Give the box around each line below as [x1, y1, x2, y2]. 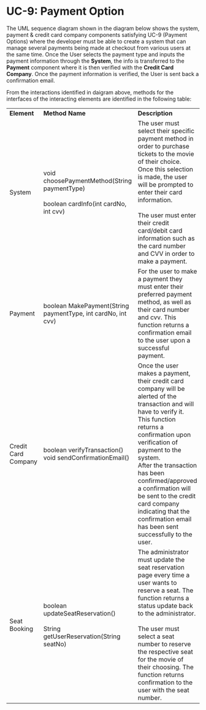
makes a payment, [137, 369, 191, 377]
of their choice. [137, 157, 181, 166]
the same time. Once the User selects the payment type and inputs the [6, 50, 185, 58]
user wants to [137, 578, 177, 587]
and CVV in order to [137, 249, 195, 258]
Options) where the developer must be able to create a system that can [6, 37, 186, 45]
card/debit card [137, 226, 183, 234]
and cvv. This [137, 313, 177, 322]
